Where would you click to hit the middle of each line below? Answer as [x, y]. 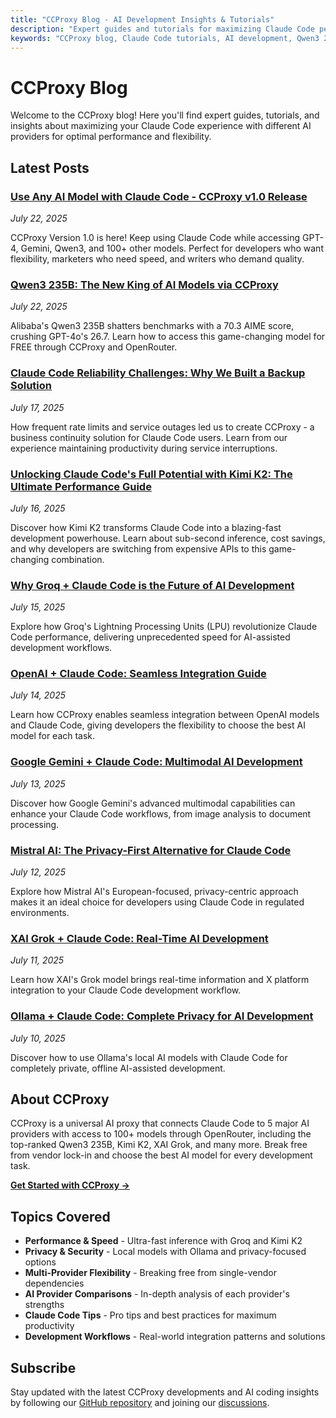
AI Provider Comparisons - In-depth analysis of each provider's [157, 1294]
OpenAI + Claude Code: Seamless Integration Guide [138, 674]
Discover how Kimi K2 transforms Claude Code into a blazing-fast [146, 527]
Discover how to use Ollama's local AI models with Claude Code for [149, 1057]
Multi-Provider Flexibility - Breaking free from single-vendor [150, 1273]
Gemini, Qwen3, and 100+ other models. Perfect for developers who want [172, 248]
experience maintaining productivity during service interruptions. [144, 448]
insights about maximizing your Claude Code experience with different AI [161, 126]
